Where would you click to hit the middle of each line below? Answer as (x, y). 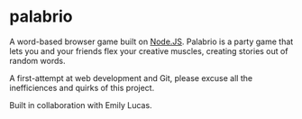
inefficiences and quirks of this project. (82, 87)
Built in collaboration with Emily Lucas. (81, 105)
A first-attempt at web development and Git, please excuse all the (131, 78)
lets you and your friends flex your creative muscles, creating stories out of (149, 50)
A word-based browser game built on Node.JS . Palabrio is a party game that (151, 41)
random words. (37, 60)
